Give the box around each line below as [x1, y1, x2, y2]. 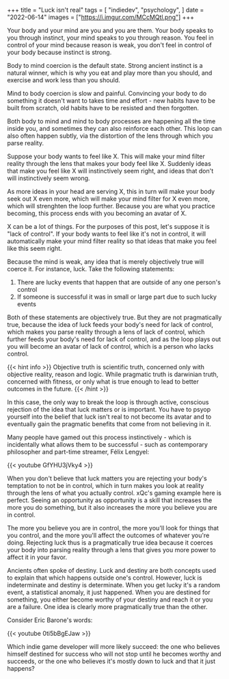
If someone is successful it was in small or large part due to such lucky [16, 293, 217, 301]
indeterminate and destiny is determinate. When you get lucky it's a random [7, 581, 221, 589]
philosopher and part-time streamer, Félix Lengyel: [7, 448, 150, 456]
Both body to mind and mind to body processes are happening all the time [7, 117, 216, 125]
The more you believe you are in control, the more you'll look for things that [7, 524, 219, 532]
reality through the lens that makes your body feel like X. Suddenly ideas [7, 160, 212, 167]
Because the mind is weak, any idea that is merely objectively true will [7, 258, 204, 266]
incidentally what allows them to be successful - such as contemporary [7, 441, 208, 448]
